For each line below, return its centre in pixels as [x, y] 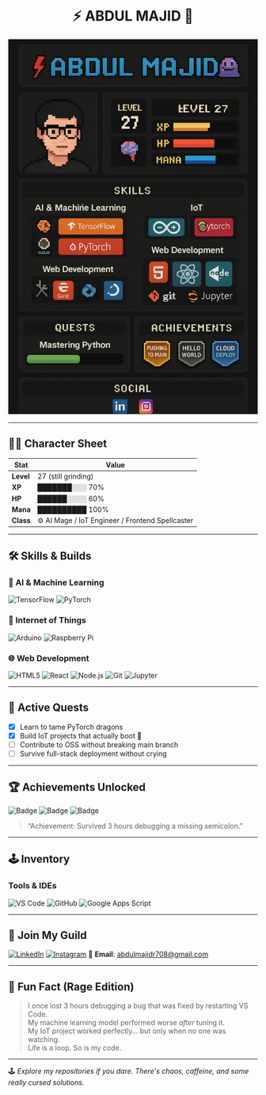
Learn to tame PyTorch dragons [71, 727]
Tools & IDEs [32, 886]
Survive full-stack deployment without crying [93, 754]
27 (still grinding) [66, 476]
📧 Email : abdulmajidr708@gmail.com [148, 954]
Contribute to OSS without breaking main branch [99, 744]
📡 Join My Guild [47, 935]
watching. [44, 1040]
